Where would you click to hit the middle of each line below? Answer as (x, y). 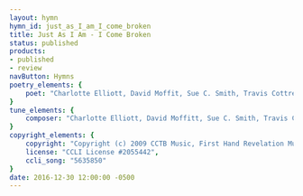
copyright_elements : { (52, 135)
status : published (44, 43)
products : (28, 51)
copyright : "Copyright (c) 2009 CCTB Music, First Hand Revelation (155, 144)
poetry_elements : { (46, 85)
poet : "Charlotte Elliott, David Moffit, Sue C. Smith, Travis (147, 93)
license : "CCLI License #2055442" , (92, 152)
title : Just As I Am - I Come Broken (80, 34)
